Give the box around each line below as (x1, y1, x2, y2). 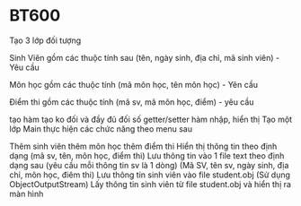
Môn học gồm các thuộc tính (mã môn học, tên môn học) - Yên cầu (9, 79, 259, 90)
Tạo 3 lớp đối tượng (9, 35, 82, 46)
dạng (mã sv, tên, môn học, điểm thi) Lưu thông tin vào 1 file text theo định (9, 150, 285, 161)
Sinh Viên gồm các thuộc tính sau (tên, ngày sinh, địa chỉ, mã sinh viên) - (9, 52, 280, 63)
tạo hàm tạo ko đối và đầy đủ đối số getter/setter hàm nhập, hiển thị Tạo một (9, 114, 293, 124)
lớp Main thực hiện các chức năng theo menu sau (9, 123, 193, 134)
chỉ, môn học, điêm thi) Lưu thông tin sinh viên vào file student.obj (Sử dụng (9, 169, 290, 180)
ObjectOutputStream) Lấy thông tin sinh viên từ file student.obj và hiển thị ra (9, 178, 292, 189)
